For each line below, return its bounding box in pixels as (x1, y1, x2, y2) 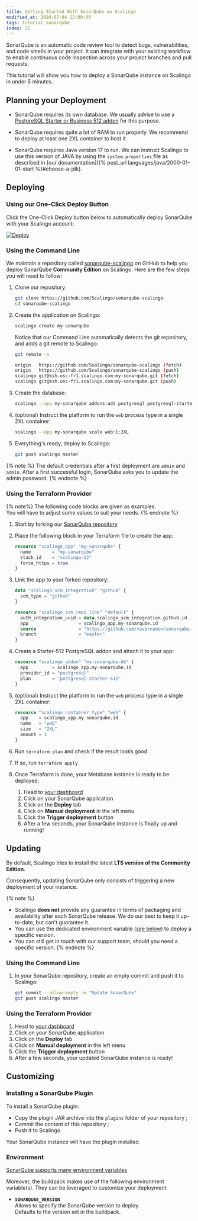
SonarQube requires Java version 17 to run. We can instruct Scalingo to (14, 146, 189, 154)
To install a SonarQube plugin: (6, 1103, 80, 1110)
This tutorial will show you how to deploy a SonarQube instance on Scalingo (6, 72, 191, 79)
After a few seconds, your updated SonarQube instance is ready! (14, 1055, 173, 1061)
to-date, (14, 918, 35, 926)
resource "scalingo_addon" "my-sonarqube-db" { (14, 659, 134, 665)
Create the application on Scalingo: (14, 311, 100, 319)
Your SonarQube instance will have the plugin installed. (6, 1138, 141, 1145)
